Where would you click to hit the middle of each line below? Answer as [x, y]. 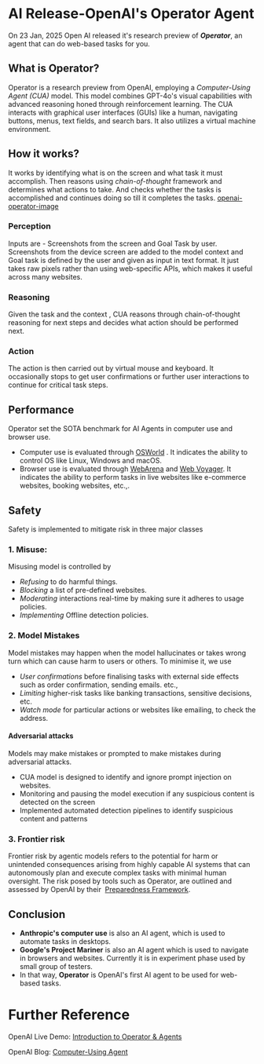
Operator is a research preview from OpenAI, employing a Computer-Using [129, 87]
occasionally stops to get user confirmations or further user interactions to [129, 377]
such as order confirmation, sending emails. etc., [99, 685]
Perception [29, 226]
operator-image [33, 206]
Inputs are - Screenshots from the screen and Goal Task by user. [113, 243]
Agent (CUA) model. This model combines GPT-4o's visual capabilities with [130, 96]
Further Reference [69, 1015]
